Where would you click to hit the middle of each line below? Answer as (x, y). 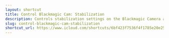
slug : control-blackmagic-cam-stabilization (53, 23)
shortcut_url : (20, 28)
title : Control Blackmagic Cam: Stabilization (55, 14)
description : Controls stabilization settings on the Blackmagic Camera (83, 19)
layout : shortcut (23, 10)
